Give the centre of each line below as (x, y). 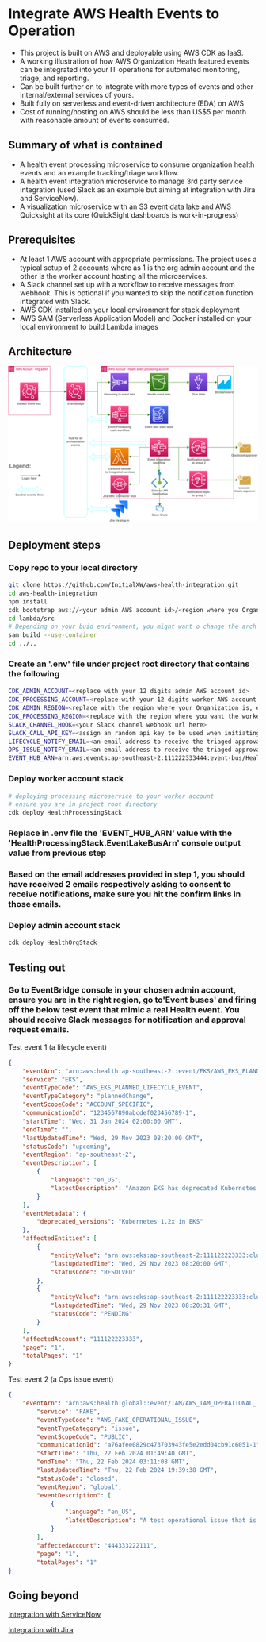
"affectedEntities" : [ (60, 1239)
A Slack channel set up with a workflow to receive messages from (127, 284)
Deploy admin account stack (64, 925)
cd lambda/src (32, 619)
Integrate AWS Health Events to (114, 14)
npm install (28, 601)
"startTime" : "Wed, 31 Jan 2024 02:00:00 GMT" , (102, 1121)
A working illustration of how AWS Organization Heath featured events (134, 61)
